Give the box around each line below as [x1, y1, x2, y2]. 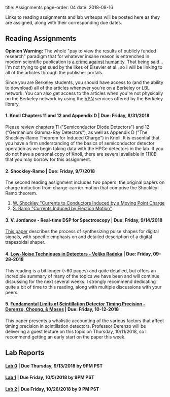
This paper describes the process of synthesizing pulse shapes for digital [5, 229, 159, 235]
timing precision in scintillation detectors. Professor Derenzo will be [5, 323, 146, 329]
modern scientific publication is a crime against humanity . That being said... [5, 59, 163, 65]
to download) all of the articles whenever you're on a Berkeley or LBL [5, 84, 150, 91]
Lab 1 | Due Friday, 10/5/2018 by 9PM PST [5, 374, 95, 381]
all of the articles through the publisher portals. [5, 69, 104, 75]
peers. [5, 289, 19, 295]
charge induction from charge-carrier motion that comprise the [5, 185, 137, 191]
